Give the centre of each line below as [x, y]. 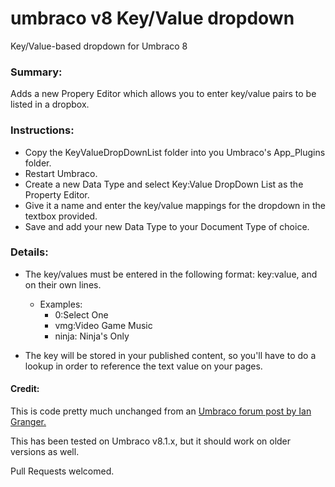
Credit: [25, 389]
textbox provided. [61, 216]
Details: [29, 252]
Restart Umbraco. [61, 173]
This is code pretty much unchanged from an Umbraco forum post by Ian [161, 411]
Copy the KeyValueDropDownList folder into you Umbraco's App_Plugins [175, 152]
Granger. [28, 422]
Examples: [61, 304]
